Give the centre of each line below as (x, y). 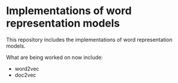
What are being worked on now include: (55, 57)
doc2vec (25, 75)
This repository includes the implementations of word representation (89, 39)
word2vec (27, 68)
